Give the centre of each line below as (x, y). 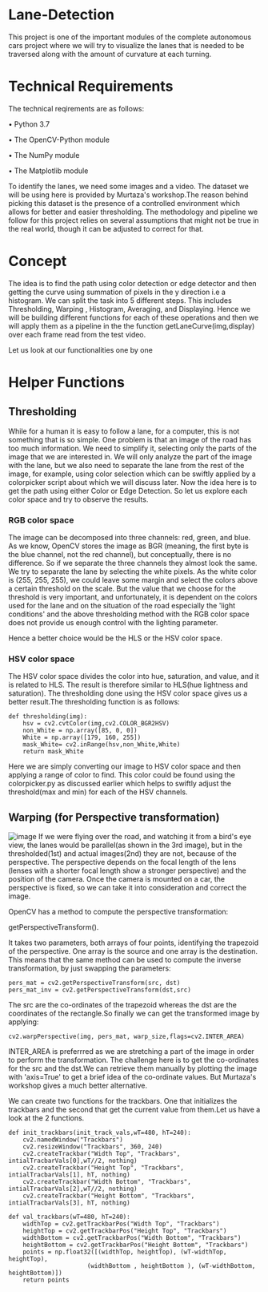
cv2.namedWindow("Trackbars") (73, 1140)
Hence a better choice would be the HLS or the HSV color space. (115, 638)
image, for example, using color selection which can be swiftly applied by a (132, 474)
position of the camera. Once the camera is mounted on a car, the (117, 879)
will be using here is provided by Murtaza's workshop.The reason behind (128, 195)
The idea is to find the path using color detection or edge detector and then (133, 283)
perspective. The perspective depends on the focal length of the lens (122, 862)
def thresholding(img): (48, 717)
